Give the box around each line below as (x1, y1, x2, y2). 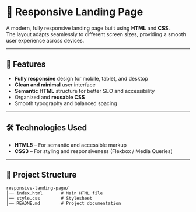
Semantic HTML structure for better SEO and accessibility (14, 87, 155, 94)
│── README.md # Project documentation (6, 201, 121, 207)
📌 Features (6, 60, 46, 69)
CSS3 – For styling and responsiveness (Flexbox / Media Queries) (14, 147, 173, 154)
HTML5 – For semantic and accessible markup (14, 141, 127, 148)
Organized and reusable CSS (14, 93, 85, 100)
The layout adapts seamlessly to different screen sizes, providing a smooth (6, 30, 187, 37)
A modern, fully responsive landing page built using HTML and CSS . (6, 25, 170, 32)
